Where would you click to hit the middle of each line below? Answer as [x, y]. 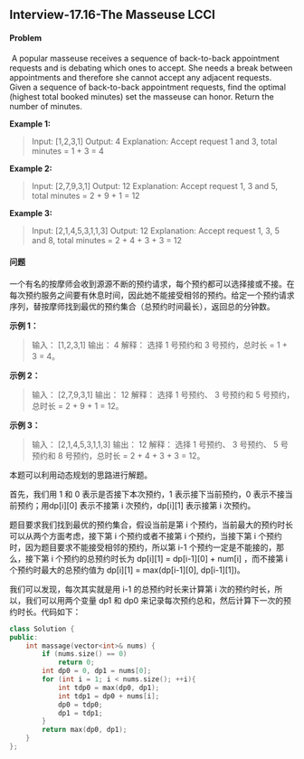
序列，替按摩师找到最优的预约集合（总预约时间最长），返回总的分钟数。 [142, 306]
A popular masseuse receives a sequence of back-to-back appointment [146, 58]
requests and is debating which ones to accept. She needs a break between [151, 68]
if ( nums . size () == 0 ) [85, 654]
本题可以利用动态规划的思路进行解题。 [81, 475]
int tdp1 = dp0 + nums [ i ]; [109, 696]
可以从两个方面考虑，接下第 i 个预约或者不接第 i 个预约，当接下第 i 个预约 [146, 536]
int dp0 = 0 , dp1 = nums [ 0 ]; [97, 671]
